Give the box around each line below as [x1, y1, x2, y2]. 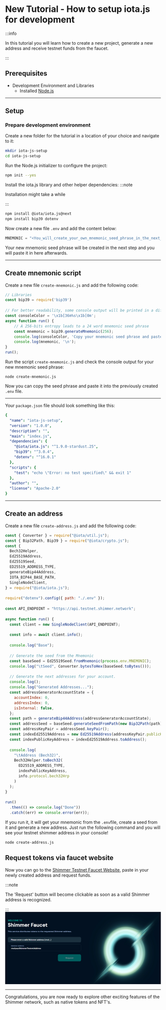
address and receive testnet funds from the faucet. [5, 45, 109, 51]
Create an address [5, 509, 63, 518]
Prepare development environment [5, 122, 91, 128]
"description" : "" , [9, 428, 50, 434]
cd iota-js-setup [5, 154, 41, 159]
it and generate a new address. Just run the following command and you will [5, 824, 161, 830]
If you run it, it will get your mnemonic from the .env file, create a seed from [5, 820, 158, 825]
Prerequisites [5, 69, 47, 78]
